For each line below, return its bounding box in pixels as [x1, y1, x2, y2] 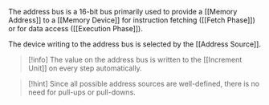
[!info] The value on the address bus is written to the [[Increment [27, 55, 243, 64]
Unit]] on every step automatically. [27, 63, 142, 73]
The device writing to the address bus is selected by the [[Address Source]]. [8, 39, 261, 49]
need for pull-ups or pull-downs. [27, 87, 137, 97]
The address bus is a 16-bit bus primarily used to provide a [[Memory [8, 7, 238, 16]
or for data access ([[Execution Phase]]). [8, 24, 143, 33]
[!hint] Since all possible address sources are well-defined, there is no [27, 79, 259, 88]
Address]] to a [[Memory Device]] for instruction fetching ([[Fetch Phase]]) [8, 15, 255, 25]
